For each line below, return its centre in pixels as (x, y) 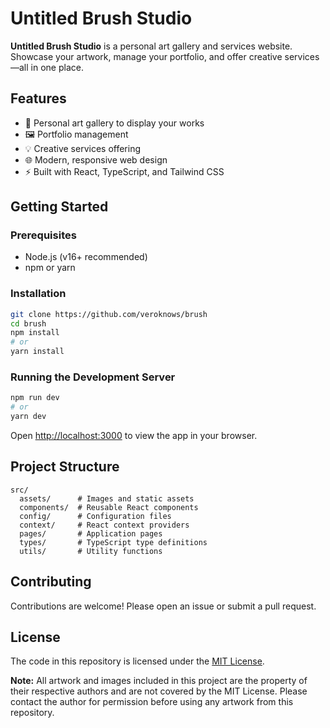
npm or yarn (50, 268)
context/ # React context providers (104, 525)
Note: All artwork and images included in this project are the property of (159, 681)
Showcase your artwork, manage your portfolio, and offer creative (146, 56)
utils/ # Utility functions (91, 551)
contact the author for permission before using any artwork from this (152, 702)
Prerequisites (43, 235)
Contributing (51, 582)
